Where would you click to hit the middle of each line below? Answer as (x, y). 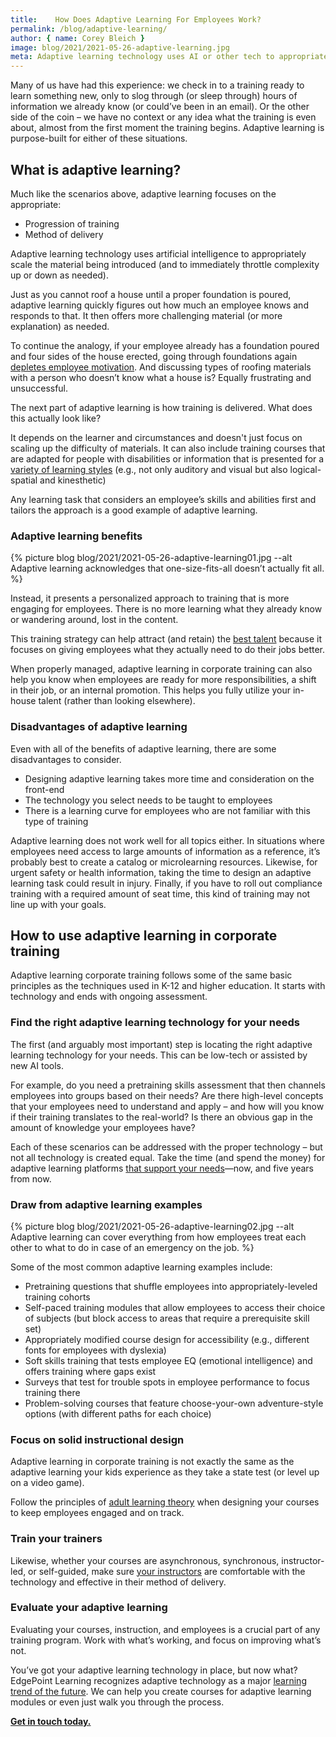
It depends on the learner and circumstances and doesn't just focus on (156, 437)
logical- (305, 469)
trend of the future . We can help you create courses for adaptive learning (161, 1691)
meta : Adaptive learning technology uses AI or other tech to (142, 57)
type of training (56, 821)
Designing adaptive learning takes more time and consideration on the (169, 778)
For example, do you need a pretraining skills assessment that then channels (168, 1085)
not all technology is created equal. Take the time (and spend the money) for (168, 1157)
